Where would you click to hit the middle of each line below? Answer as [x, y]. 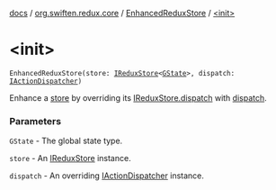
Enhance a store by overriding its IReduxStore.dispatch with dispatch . [138, 97]
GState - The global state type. [66, 141]
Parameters [35, 121]
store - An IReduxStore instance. [71, 158]
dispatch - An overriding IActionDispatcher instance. [107, 176]
